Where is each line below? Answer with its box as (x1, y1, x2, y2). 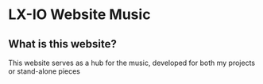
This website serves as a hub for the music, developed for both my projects (8, 58, 256, 67)
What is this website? (8, 37, 117, 51)
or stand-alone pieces (8, 67, 81, 76)
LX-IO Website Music (8, 6, 151, 24)
